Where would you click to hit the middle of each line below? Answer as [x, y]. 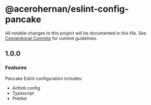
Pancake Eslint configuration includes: [44, 78]
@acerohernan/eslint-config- [67, 9]
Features [16, 68]
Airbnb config [26, 88]
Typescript [23, 93]
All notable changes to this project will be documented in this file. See [76, 33]
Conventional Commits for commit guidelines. [51, 38]
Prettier [20, 98]
